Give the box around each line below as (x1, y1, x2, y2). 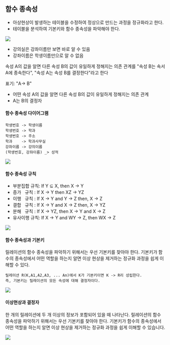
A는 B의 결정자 (12, 97, 42, 103)
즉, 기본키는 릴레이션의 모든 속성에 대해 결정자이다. (5, 278, 100, 283)
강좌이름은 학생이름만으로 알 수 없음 (12, 52, 84, 59)
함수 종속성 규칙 (5, 170, 37, 177)
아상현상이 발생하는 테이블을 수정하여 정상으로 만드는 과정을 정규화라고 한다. (12, 19, 164, 25)
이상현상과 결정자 (5, 299, 40, 305)
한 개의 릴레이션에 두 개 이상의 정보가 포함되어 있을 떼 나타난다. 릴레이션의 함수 (5, 311, 161, 318)
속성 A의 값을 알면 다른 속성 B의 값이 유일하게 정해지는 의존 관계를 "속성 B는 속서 (5, 63, 165, 69)
